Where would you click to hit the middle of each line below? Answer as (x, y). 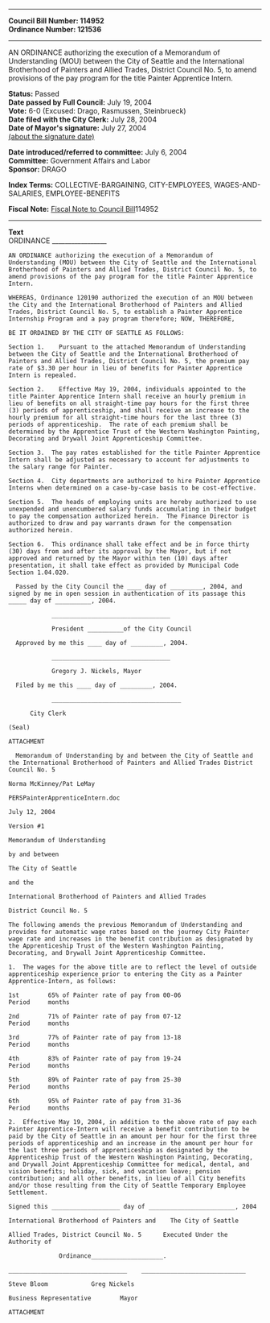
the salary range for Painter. (61, 467)
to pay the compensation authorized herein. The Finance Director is (129, 516)
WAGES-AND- (237, 185)
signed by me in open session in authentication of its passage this (127, 593)
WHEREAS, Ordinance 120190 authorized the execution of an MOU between (131, 298)
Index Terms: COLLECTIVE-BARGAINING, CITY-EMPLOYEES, (110, 185)
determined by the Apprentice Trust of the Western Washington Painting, (135, 432)
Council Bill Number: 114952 (56, 21)
